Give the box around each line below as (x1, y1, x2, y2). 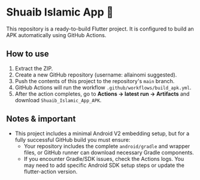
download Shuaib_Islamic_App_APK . (14, 96, 102, 103)
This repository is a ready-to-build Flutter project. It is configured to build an (6, 25, 195, 32)
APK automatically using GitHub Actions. (6, 31, 107, 38)
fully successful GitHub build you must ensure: (14, 136, 131, 143)
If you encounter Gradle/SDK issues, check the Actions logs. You (23, 155, 184, 162)
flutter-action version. (23, 167, 78, 175)
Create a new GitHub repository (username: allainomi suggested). (14, 71, 177, 78)
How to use (6, 49, 49, 59)
